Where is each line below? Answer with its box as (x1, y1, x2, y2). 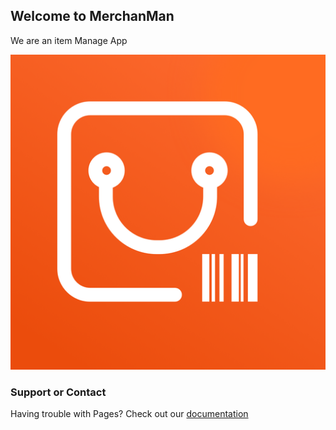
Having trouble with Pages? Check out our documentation (10, 408, 249, 420)
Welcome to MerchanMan (10, 8, 175, 25)
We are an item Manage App (10, 34, 128, 46)
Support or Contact (10, 385, 107, 399)
